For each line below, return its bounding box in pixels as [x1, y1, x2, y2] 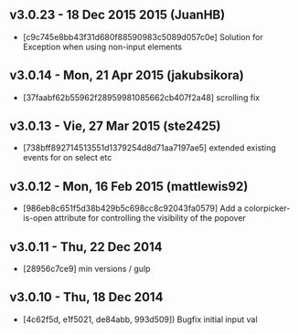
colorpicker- [243, 203, 291, 214]
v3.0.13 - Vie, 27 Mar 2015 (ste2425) [9, 119, 221, 134]
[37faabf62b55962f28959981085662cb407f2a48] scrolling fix [22, 91, 261, 103]
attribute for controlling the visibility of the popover [54, 213, 247, 224]
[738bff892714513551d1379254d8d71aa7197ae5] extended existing [22, 142, 276, 153]
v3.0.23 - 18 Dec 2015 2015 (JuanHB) [9, 7, 226, 23]
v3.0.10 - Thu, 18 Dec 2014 [9, 289, 164, 305]
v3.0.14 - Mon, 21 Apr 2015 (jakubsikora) [9, 68, 244, 83]
